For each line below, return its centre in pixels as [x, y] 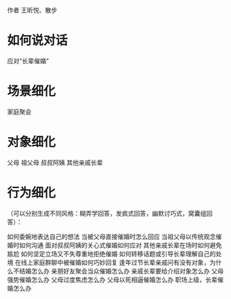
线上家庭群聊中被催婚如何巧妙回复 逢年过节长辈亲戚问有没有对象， [115, 262]
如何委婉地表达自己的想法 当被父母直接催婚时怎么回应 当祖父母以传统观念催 [114, 236]
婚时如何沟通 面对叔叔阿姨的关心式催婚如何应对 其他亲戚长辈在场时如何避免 [114, 245]
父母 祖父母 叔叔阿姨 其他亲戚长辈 [55, 162]
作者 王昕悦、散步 [32, 10]
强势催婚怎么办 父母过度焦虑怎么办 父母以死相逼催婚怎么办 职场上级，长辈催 [115, 279]
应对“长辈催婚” [28, 61]
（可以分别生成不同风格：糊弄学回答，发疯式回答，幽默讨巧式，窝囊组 [107, 213]
